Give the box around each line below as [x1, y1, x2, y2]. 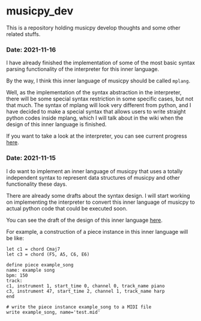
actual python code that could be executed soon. [6, 204, 128, 212]
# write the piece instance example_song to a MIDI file [6, 304, 152, 310]
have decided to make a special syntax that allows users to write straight [6, 108, 186, 115]
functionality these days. [6, 180, 67, 188]
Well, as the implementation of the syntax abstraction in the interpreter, [6, 89, 182, 96]
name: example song [6, 267, 55, 273]
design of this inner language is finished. [6, 121, 107, 128]
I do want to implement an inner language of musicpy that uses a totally [6, 167, 183, 175]
